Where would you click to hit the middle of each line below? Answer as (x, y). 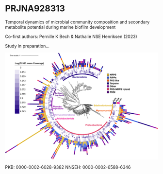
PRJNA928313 (35, 9)
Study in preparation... (27, 46)
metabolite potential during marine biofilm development (60, 27)
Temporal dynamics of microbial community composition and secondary (77, 22)
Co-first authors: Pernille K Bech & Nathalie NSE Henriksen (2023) (71, 36)
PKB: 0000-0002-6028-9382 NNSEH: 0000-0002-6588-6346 (68, 167)
